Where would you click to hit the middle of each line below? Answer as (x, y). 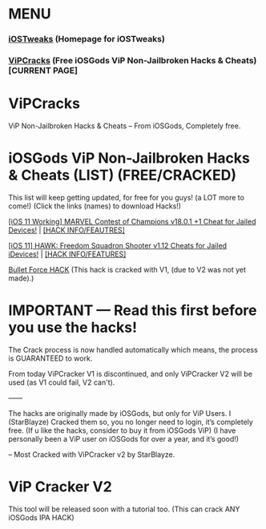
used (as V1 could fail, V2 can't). (62, 382)
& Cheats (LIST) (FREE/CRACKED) (123, 175)
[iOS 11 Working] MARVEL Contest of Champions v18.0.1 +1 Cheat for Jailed (132, 221)
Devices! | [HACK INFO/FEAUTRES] (67, 230)
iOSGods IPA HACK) (41, 517)
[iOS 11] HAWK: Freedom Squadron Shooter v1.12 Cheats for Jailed (117, 245)
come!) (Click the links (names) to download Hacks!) (95, 206)
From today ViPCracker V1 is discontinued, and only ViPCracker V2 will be (130, 374)
